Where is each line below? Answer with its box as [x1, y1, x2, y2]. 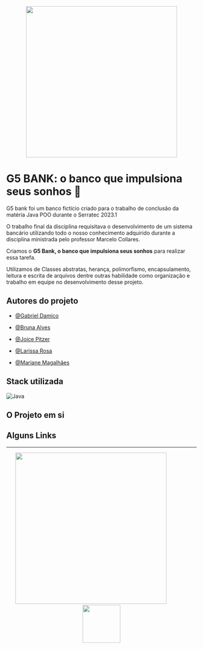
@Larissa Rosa [14, 347, 53, 354]
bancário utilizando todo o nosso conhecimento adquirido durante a [6, 229, 175, 236]
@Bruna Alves [14, 324, 51, 331]
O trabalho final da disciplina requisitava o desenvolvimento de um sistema [6, 223, 193, 230]
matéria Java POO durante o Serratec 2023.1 [6, 211, 118, 218]
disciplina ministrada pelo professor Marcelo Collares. [6, 235, 141, 243]
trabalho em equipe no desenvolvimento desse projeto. [6, 278, 144, 285]
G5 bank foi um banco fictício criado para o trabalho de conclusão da [6, 204, 179, 212]
